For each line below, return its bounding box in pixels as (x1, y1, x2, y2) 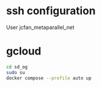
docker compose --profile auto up (6, 75, 92, 81)
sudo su (6, 69, 26, 75)
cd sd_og (6, 64, 28, 70)
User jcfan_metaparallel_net (6, 24, 75, 31)
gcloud (6, 44, 42, 58)
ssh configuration (6, 4, 96, 18)
